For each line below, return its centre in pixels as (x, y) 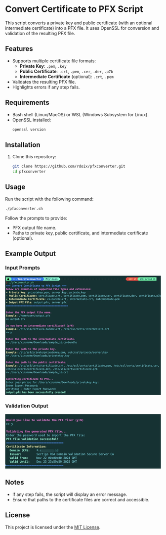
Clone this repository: (34, 157)
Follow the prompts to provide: (36, 218)
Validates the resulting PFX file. (44, 82)
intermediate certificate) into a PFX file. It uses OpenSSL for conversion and (82, 28)
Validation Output (27, 406)
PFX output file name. (34, 227)
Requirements (27, 103)
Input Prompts (23, 268)
